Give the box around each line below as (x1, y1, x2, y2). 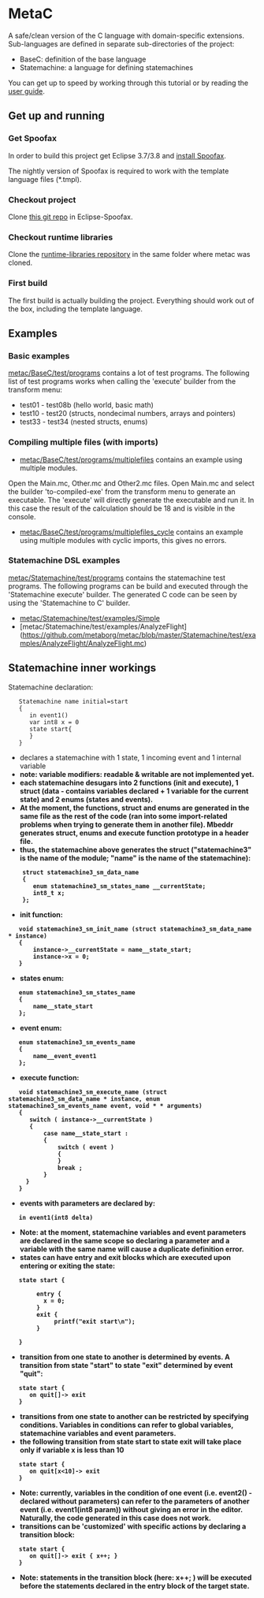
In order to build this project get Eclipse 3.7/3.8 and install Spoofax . (8, 151, 227, 160)
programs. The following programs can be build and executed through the (8, 581, 248, 591)
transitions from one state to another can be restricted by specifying (19, 1411, 249, 1421)
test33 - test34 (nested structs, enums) (19, 417, 148, 426)
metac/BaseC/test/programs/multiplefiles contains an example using (19, 455, 243, 464)
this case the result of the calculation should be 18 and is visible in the (8, 504, 236, 513)
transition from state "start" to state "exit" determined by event (19, 1360, 233, 1369)
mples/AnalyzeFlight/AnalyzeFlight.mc (19, 638, 144, 648)
